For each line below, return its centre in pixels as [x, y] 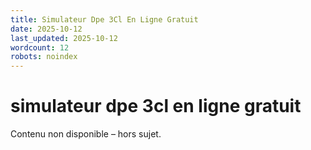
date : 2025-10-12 [46, 29]
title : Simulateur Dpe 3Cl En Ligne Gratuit [104, 19]
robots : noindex [44, 57]
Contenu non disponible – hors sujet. [86, 134]
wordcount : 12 [40, 47]
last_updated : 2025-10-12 [64, 38]
